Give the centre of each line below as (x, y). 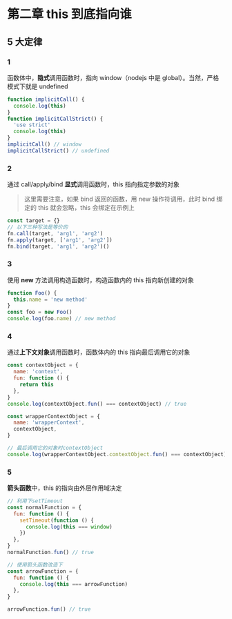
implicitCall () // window (44, 144)
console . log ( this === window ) (69, 527)
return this (37, 385)
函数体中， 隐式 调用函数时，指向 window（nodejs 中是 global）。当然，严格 (113, 77)
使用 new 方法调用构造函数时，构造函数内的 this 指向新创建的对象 (101, 279)
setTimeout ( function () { (57, 520)
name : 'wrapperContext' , (49, 423)
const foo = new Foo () (40, 312)
